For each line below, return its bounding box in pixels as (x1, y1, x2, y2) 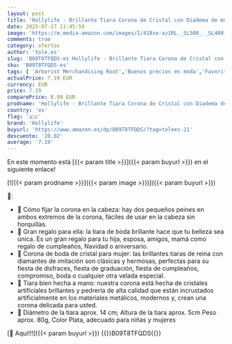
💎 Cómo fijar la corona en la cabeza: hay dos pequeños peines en (17, 206, 204, 214)
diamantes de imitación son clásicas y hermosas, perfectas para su (17, 257, 209, 265)
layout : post (7, 10, 45, 17)
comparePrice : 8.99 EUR (7, 94, 76, 101)
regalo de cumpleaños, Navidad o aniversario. (17, 242, 148, 251)
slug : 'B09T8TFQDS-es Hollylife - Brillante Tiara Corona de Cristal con (7, 55, 224, 62)
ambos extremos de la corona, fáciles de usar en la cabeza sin (17, 212, 195, 221)
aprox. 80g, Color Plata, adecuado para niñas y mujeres (17, 316, 176, 324)
